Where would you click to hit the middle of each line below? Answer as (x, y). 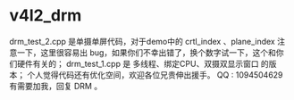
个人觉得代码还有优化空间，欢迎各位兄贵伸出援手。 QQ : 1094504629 (155, 75)
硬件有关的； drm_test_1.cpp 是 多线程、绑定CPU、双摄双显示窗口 (138, 63)
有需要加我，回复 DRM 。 (56, 86)
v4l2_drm (46, 16)
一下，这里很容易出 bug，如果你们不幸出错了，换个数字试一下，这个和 (147, 52)
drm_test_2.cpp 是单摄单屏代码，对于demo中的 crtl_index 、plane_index (142, 41)
